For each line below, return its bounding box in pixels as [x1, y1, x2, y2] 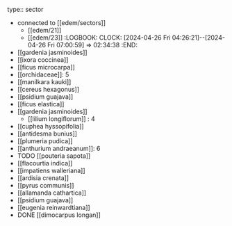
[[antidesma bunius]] [17, 129, 78, 138]
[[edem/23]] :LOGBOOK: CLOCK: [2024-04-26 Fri [27, 33, 171, 42]
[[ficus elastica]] [17, 100, 65, 108]
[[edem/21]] [27, 26, 62, 34]
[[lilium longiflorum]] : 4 [27, 115, 95, 123]
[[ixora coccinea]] [17, 56, 69, 64]
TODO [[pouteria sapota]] [17, 152, 91, 160]
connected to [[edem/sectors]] [17, 19, 106, 26]
